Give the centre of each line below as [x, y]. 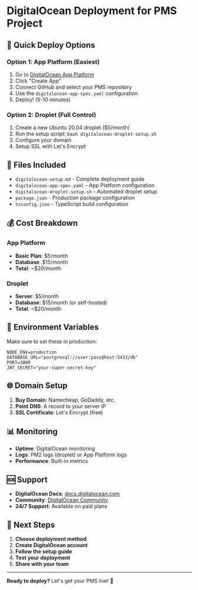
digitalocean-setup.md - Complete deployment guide [80, 179]
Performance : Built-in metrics [51, 461]
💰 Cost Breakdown [42, 223]
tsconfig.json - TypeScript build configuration [72, 204]
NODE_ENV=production [32, 352]
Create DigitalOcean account [51, 545]
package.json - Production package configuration [75, 198]
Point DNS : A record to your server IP [61, 406]
